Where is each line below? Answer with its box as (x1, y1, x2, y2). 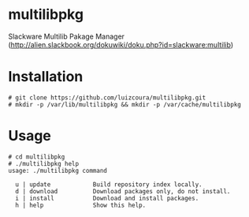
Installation (8, 68, 84, 86)
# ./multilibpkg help (8, 159, 80, 167)
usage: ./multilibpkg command (8, 166, 108, 174)
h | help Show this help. (15, 201, 147, 209)
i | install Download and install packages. (15, 194, 199, 202)
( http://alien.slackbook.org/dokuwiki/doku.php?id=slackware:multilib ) (8, 39, 234, 49)
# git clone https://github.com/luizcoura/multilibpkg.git (8, 93, 206, 102)
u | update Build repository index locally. (15, 180, 203, 189)
